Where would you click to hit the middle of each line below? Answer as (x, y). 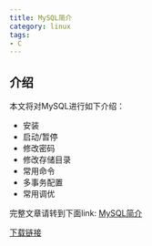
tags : (20, 35)
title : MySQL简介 (41, 18)
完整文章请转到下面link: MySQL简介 (76, 213)
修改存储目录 (46, 159)
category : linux (40, 26)
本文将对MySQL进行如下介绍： (67, 107)
